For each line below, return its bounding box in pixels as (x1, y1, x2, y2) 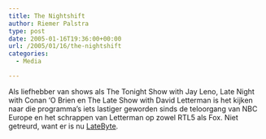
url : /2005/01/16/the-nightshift (8, 42, 122, 50)
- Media (15, 58, 42, 66)
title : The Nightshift (8, 11, 85, 20)
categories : (8, 50, 49, 58)
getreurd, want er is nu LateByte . (8, 121, 119, 131)
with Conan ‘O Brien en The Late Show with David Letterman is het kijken (8, 95, 254, 105)
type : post (8, 27, 46, 35)
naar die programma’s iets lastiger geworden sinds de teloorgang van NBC (8, 103, 258, 114)
